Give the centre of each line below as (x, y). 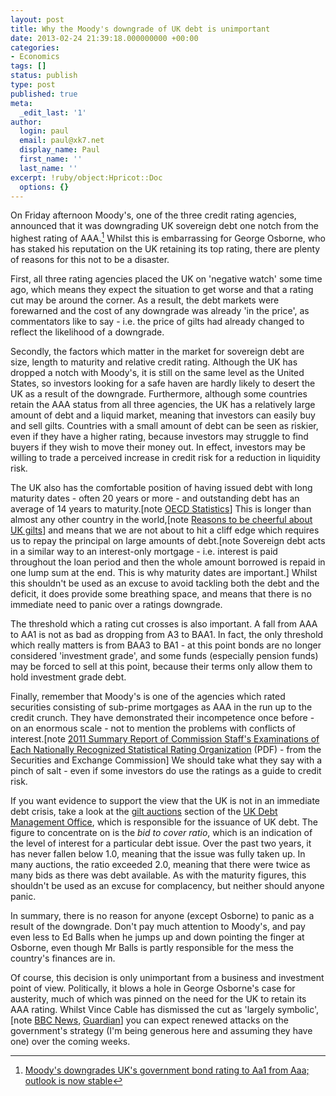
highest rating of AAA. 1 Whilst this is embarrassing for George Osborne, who (168, 238)
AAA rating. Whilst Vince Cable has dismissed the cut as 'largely (143, 1010)
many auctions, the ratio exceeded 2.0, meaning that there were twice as (160, 865)
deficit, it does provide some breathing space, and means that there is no (161, 594)
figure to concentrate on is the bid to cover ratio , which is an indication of (161, 833)
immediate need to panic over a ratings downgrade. (116, 605)
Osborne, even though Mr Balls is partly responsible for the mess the (152, 948)
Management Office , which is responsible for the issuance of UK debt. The (164, 822)
